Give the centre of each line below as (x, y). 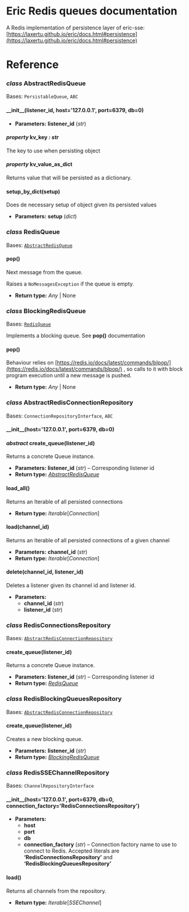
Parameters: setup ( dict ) (46, 217)
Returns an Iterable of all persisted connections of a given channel (88, 540)
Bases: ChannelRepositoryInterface (50, 786)
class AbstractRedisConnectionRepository (70, 403)
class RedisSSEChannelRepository (58, 772)
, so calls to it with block (153, 369)
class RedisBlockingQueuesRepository (64, 699)
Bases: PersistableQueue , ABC (42, 97)
